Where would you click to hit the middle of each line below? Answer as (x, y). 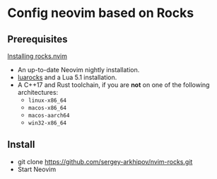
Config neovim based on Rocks (101, 13)
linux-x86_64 (47, 100)
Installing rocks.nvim (37, 56)
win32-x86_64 (47, 123)
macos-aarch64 (49, 115)
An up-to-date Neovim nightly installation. (78, 70)
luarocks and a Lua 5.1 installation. (67, 77)
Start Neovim (37, 169)
